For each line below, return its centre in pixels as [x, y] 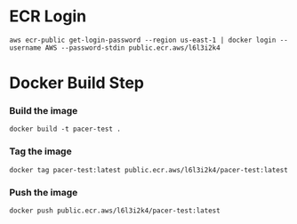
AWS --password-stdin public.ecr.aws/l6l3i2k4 [132, 48]
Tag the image [41, 151]
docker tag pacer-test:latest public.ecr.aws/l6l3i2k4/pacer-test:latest [149, 170]
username [25, 48]
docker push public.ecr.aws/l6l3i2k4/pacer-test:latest [115, 211]
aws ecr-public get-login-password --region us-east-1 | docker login [143, 40]
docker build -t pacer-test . [65, 129]
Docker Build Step [77, 83]
